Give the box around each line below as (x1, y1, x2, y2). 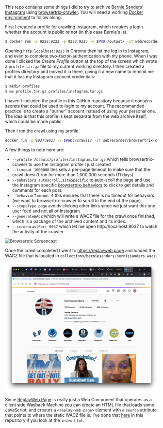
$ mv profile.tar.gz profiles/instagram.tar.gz (5, 89, 103, 94)
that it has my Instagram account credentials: (5, 74, 96, 79)
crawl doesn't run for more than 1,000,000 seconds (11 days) (12, 171, 133, 177)
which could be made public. (5, 118, 63, 124)
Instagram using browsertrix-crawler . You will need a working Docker (5, 9, 144, 15)
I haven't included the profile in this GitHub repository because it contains (5, 97, 152, 104)
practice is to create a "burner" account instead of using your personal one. (5, 108, 157, 114)
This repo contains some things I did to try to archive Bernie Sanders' (5, 4, 144, 10)
